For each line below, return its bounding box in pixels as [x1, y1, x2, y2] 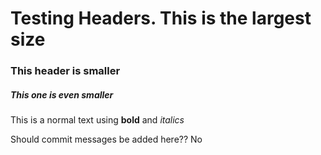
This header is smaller [10, 64, 121, 78]
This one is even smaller [10, 88, 114, 101]
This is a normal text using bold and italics [10, 114, 185, 126]
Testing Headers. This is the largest [10, 7, 312, 30]
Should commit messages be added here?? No [10, 133, 203, 146]
